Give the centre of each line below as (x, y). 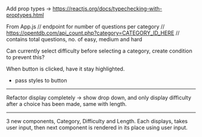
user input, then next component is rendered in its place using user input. (97, 127)
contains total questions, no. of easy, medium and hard (74, 39)
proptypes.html (25, 15)
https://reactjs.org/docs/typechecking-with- (107, 9)
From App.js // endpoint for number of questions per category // (86, 27)
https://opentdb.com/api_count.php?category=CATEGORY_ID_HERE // (93, 33)
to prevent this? (26, 57)
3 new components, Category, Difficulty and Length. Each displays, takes (97, 121)
